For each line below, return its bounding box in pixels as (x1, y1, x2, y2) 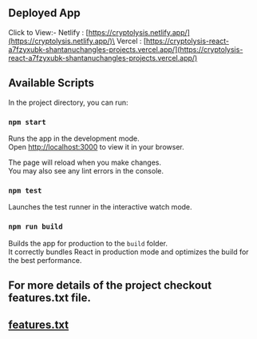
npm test (8, 185, 42, 195)
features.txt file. (8, 291, 92, 305)
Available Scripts (8, 76, 94, 90)
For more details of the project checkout (8, 278, 212, 292)
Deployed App (8, 6, 81, 20)
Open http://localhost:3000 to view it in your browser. (8, 142, 185, 151)
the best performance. (8, 255, 82, 265)
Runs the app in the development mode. (8, 134, 140, 143)
